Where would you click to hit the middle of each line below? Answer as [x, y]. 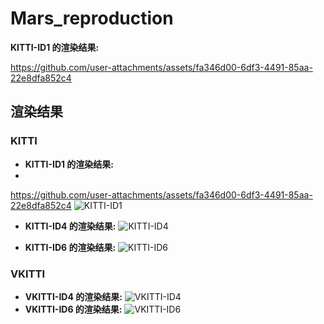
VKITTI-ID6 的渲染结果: [73, 309]
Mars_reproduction [92, 18]
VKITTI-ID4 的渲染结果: [73, 296]
